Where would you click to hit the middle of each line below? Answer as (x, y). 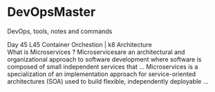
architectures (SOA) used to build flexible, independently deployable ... (108, 81)
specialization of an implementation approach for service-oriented (102, 74)
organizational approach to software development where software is (104, 59)
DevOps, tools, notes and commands (60, 31)
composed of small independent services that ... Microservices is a (103, 66)
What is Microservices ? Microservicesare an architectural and (96, 52)
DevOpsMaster (52, 12)
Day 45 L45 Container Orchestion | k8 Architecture (80, 44)
